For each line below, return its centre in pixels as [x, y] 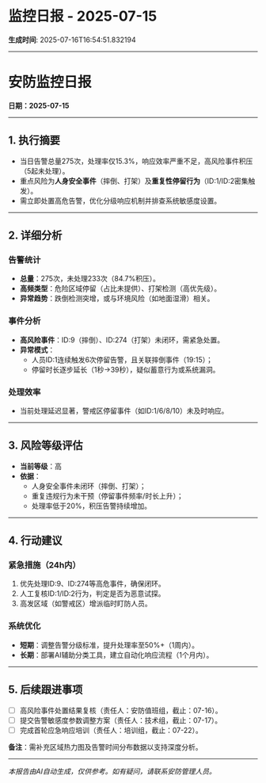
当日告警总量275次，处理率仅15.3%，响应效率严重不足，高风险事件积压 [136, 161]
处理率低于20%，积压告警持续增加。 [91, 506]
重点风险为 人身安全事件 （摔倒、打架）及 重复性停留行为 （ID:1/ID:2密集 [134, 181]
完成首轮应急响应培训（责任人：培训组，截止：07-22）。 [111, 730]
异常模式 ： [37, 349]
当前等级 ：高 [40, 466]
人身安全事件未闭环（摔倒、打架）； [89, 486]
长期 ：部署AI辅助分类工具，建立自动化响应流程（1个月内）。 [116, 655]
